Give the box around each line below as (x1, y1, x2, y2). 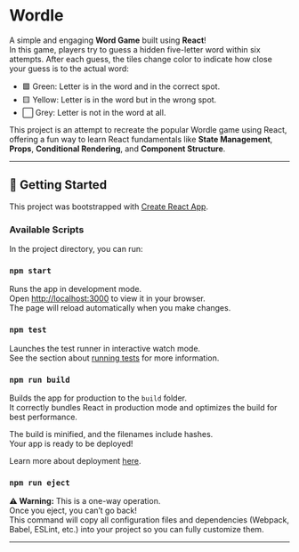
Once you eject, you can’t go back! (9, 505, 138, 516)
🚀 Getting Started (9, 177, 108, 192)
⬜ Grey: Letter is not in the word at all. (21, 107, 166, 118)
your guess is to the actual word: (9, 63, 129, 74)
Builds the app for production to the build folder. (9, 393, 188, 403)
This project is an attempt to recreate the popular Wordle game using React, (9, 124, 287, 134)
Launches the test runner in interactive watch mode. (9, 343, 201, 353)
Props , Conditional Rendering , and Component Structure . (9, 143, 226, 154)
